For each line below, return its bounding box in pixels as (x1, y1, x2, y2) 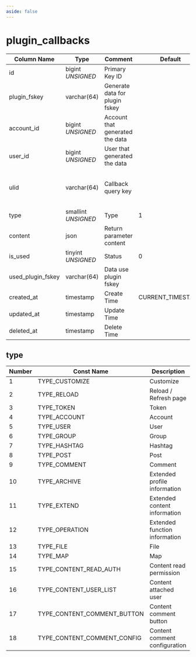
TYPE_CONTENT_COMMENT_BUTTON (37, 610, 144, 618)
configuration (149, 641, 187, 649)
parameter (104, 232, 133, 240)
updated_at (9, 309, 40, 318)
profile (149, 477, 167, 486)
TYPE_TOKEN (37, 404, 76, 412)
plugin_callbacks (6, 33, 90, 47)
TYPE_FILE (37, 542, 68, 551)
